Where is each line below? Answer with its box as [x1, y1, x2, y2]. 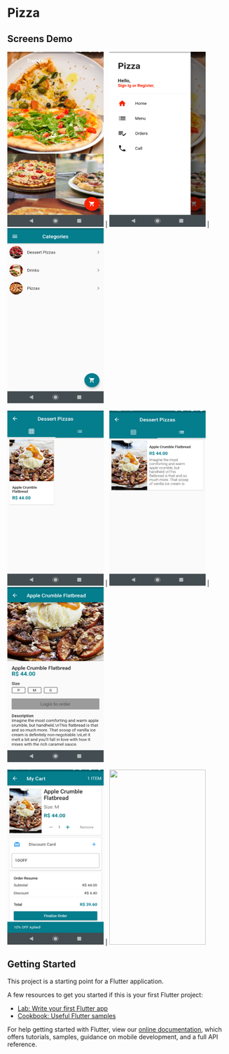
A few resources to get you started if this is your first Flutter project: [7, 990, 203, 999]
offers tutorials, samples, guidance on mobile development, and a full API [7, 1032, 218, 1041]
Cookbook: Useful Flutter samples [17, 1011, 116, 1020]
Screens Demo [7, 33, 73, 45]
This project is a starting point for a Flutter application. [7, 977, 164, 985]
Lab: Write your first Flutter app [17, 1004, 109, 1013]
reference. [7, 1040, 37, 1048]
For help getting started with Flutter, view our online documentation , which [7, 1025, 223, 1034]
